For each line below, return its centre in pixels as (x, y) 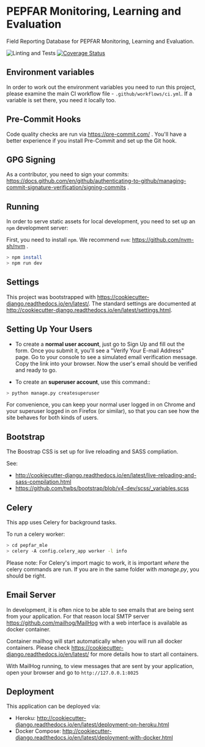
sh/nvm (16, 247)
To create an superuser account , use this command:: (83, 382)
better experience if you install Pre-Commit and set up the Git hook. (91, 140)
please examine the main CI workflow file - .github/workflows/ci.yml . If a (99, 94)
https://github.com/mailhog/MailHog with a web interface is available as (97, 623)
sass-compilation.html (43, 482)
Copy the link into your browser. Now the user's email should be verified (106, 363)
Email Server (31, 595)
